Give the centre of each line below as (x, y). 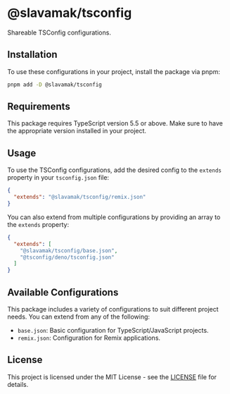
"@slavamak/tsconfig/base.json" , (69, 251)
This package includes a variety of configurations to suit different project (113, 309)
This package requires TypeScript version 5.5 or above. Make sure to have (115, 123)
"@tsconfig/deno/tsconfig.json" (67, 257)
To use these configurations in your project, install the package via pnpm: (114, 71)
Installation (32, 55)
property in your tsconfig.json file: (58, 178)
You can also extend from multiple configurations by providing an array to (114, 217)
